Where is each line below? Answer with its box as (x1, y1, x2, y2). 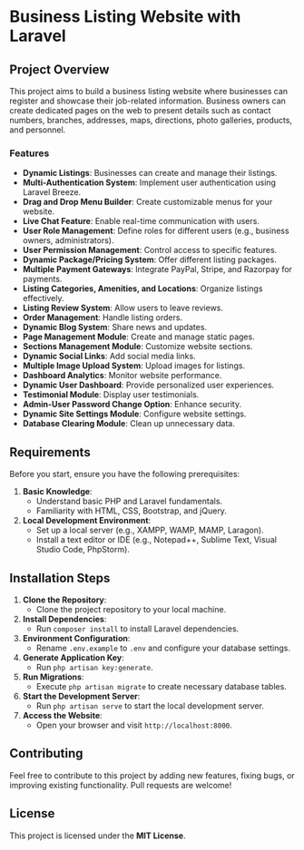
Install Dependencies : (22, 613, 107, 624)
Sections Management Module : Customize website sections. (22, 341, 253, 352)
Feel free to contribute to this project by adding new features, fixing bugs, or (9, 769, 295, 781)
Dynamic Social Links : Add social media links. (22, 351, 197, 362)
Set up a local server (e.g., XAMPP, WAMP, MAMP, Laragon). (35, 524, 265, 536)
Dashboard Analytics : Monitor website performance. (22, 370, 222, 381)
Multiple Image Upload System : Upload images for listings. (22, 360, 246, 371)
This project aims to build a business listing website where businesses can (9, 86, 289, 96)
